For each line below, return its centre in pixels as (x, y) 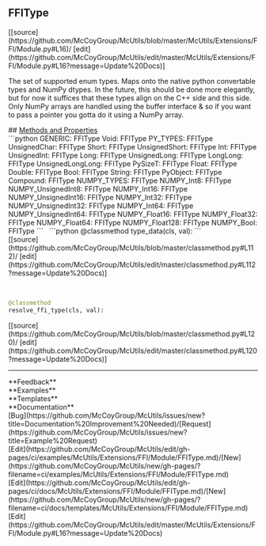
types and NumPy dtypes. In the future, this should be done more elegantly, (132, 89)
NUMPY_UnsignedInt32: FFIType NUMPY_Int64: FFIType (101, 206)
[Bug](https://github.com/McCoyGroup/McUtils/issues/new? (107, 415)
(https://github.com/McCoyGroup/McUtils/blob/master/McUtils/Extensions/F (133, 40)
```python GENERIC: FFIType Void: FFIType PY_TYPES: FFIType (111, 138)
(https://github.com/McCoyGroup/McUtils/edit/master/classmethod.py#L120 (133, 351)
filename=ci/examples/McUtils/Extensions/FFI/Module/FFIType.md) (119, 474)
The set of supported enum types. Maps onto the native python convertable (132, 81)
